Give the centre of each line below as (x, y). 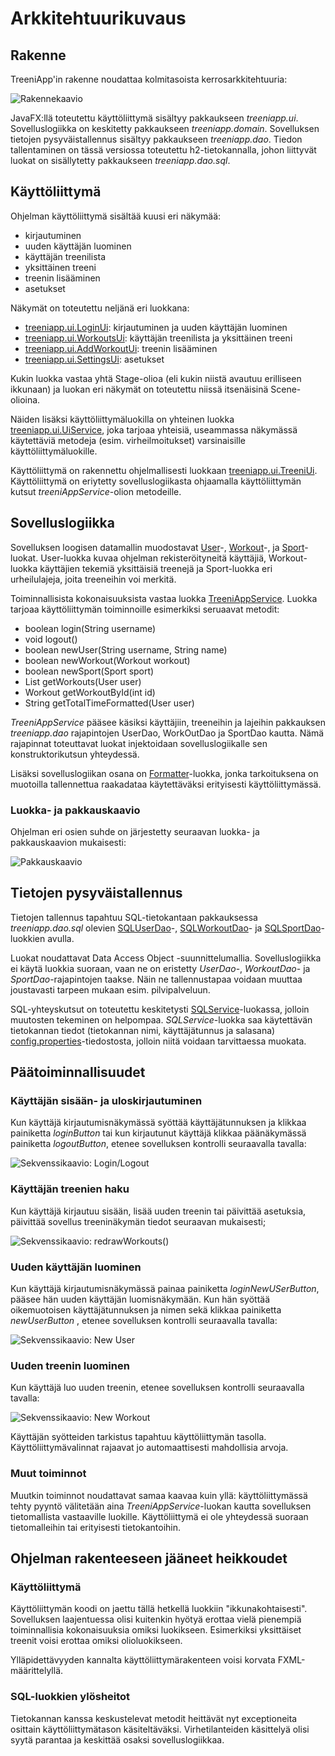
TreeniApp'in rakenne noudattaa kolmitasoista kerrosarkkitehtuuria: (149, 79)
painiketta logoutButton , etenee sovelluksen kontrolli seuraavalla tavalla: (158, 1144)
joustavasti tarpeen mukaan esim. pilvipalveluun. (110, 989)
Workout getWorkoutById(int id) (90, 692)
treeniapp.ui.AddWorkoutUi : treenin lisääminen (121, 348)
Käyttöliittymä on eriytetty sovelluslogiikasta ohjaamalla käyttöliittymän (156, 481)
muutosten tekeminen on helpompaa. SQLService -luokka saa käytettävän (161, 1019)
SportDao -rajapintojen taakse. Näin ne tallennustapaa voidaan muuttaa (156, 979)
